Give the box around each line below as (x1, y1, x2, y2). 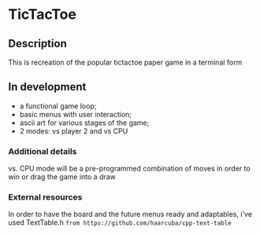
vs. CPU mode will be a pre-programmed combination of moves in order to (8, 163, 251, 174)
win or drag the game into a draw (8, 172, 117, 182)
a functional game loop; (19, 101, 97, 111)
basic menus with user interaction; (19, 109, 132, 119)
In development (8, 80, 87, 94)
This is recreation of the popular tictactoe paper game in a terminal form (8, 57, 243, 67)
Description (8, 37, 67, 50)
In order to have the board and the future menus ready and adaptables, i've (8, 210, 253, 219)
